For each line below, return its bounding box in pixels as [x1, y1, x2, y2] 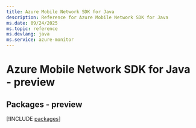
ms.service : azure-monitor [6, 37, 74, 43]
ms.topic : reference [6, 25, 58, 32]
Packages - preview [6, 99, 83, 109]
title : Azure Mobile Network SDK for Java [6, 8, 115, 15]
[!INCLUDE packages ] [6, 115, 61, 122]
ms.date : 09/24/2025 [6, 20, 58, 26]
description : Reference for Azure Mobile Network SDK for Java [6, 14, 169, 20]
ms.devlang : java [6, 31, 50, 37]
